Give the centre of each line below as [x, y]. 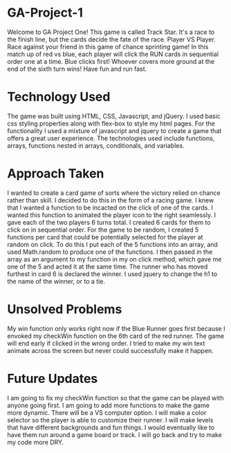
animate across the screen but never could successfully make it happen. [111, 350]
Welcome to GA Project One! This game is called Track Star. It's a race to [111, 32]
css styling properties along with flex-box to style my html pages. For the [111, 123]
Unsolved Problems [65, 309]
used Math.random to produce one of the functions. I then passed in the [110, 252]
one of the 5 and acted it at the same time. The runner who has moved [108, 266]
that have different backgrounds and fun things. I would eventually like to [111, 427]
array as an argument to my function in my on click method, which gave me [114, 259]
